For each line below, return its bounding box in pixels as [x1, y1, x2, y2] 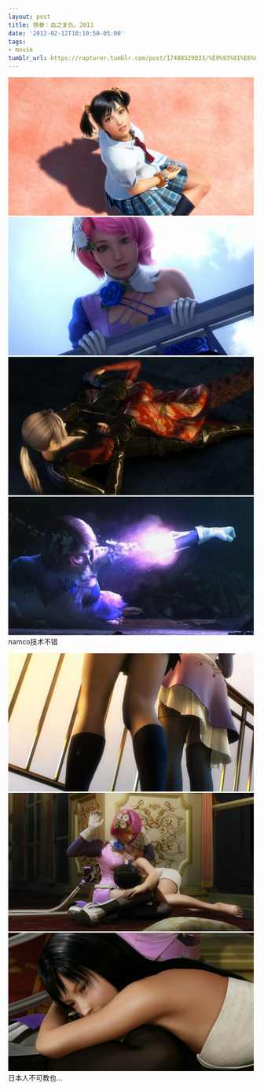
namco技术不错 [8, 637, 58, 646]
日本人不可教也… [8, 1073, 63, 1082]
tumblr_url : [8, 54, 47, 62]
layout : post [8, 13, 51, 20]
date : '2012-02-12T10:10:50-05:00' [8, 29, 125, 37]
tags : [8, 38, 26, 46]
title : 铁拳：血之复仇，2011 [8, 20, 94, 29]
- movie [8, 46, 34, 54]
